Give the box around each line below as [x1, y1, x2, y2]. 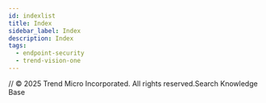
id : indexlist [8, 11, 56, 20]
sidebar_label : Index [8, 27, 81, 35]
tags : [8, 42, 27, 50]
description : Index [8, 34, 74, 43]
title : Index [8, 19, 52, 27]
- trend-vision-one [15, 57, 81, 65]
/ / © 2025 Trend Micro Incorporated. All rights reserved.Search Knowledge [8, 78, 258, 89]
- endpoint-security [15, 49, 85, 57]
